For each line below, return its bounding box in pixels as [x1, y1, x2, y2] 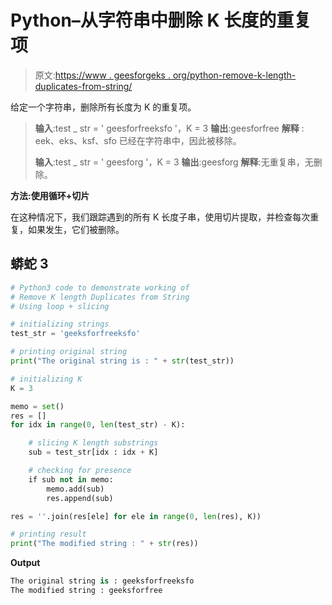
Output [10, 557, 41, 569]
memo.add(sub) [46, 484, 105, 494]
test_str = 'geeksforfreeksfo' [10, 329, 141, 339]
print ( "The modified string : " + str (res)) [10, 539, 199, 549]
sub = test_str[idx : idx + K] [28, 447, 159, 458]
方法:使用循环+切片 [10, 189, 90, 201]
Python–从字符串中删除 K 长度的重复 [10, 9, 312, 32]
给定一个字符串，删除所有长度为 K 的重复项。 [10, 101, 197, 113]
